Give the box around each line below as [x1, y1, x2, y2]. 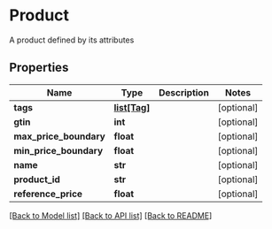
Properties [9, 60, 69, 75]
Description [158, 86, 210, 98]
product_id [13, 173, 60, 186]
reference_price [13, 187, 82, 200]
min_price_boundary [13, 144, 104, 156]
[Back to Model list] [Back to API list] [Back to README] [9, 210, 213, 221]
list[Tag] [113, 101, 151, 113]
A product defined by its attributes [9, 34, 135, 45]
